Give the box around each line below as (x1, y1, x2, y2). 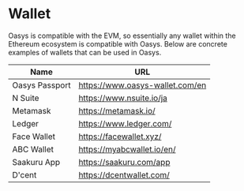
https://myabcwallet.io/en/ (78, 144, 176, 155)
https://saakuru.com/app (78, 156, 171, 167)
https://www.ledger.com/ (78, 118, 172, 129)
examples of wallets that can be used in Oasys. (8, 47, 162, 57)
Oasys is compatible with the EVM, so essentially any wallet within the (8, 31, 236, 40)
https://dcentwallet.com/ (78, 169, 170, 180)
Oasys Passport (12, 80, 71, 91)
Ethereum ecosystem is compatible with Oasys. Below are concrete (8, 39, 227, 48)
